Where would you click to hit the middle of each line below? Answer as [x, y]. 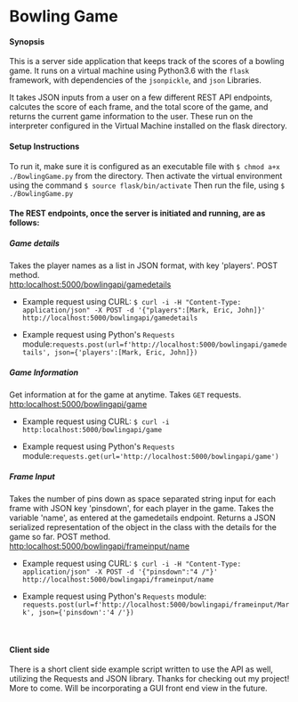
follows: [24, 223]
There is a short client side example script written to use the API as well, [141, 669]
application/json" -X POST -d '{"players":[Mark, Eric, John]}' [144, 310]
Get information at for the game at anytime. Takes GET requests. [125, 395]
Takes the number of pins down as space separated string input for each [142, 499]
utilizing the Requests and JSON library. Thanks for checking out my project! [149, 679]
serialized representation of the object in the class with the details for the [143, 527]
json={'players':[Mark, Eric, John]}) [126, 353]
